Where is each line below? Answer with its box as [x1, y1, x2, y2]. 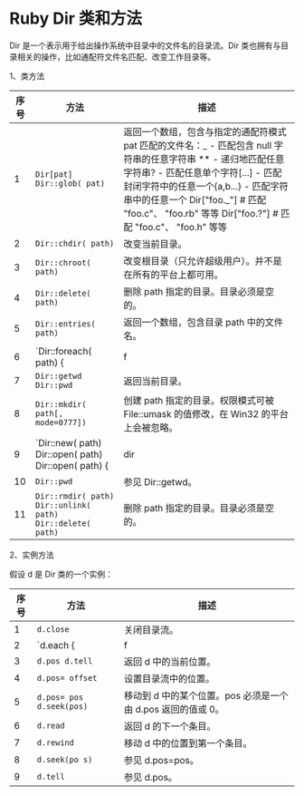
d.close [36, 624, 70, 635]
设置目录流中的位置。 [123, 672, 215, 684]
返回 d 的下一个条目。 [123, 720, 216, 733]
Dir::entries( [34, 318, 97, 329]
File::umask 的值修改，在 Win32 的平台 [123, 407, 290, 420]
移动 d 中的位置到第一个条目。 [123, 736, 252, 749]
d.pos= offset [36, 673, 98, 683]
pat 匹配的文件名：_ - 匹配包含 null [123, 139, 272, 151]
